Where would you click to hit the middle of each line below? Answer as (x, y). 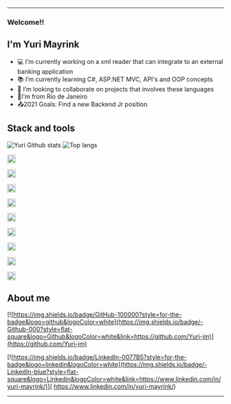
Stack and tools (41, 128)
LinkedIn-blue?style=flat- (43, 372)
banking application (45, 71)
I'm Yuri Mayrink (43, 44)
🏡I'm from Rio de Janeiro (52, 96)
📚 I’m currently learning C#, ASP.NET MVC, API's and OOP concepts (115, 79)
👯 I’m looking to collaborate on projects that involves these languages (115, 89)
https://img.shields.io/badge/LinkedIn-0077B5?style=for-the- (100, 357)
